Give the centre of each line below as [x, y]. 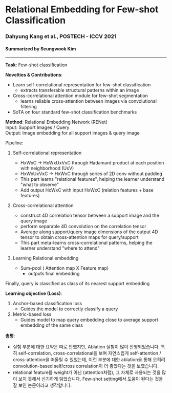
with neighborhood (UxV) [47, 169]
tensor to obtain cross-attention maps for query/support [80, 237]
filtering [29, 107]
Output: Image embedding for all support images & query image [72, 133]
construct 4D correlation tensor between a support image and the [90, 216]
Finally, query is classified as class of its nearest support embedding [78, 284]
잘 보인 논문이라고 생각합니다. [42, 385]
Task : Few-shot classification [36, 65]
